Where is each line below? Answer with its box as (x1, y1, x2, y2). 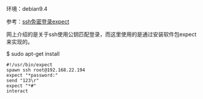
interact (6, 88, 28, 94)
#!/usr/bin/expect (6, 62, 53, 68)
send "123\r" (6, 77, 39, 83)
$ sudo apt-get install (6, 50, 60, 57)
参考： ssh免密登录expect (6, 18, 70, 25)
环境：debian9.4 (6, 5, 48, 12)
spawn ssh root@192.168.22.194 (6, 67, 85, 73)
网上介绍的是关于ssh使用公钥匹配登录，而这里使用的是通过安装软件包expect (6, 31, 197, 38)
